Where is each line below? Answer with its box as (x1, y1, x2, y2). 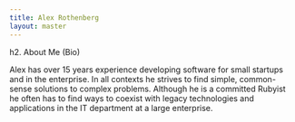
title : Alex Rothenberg (9, 13, 100, 23)
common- (239, 73, 277, 84)
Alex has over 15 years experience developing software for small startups (9, 64, 284, 75)
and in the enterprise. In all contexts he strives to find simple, (9, 73, 238, 84)
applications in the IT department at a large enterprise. (9, 102, 213, 113)
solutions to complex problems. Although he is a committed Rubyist (34, 83, 286, 94)
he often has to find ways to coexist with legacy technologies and (9, 92, 254, 104)
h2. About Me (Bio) (9, 46, 81, 57)
